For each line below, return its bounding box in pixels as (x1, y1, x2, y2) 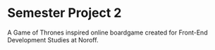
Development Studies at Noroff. (7, 35, 99, 44)
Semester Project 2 (7, 5, 122, 21)
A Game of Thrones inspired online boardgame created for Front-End (7, 28, 208, 37)
